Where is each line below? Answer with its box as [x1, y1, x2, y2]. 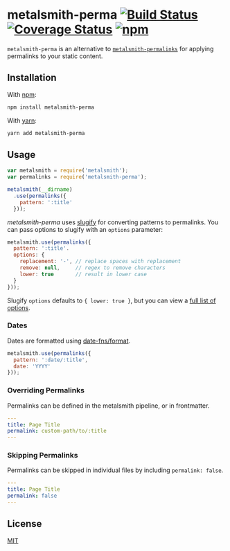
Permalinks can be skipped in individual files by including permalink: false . [7, 466, 224, 474]
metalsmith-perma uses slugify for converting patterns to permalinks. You [7, 218, 219, 226]
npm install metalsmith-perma [7, 104, 95, 111]
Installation [7, 72, 57, 84]
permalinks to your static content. [7, 52, 103, 60]
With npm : [7, 90, 37, 98]
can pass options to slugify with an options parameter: [7, 225, 163, 233]
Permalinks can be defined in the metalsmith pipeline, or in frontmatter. [7, 401, 210, 410]
